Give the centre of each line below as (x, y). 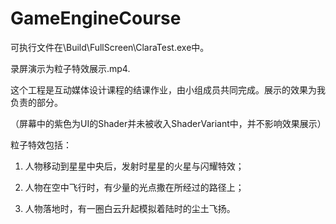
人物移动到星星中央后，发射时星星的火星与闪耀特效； (134, 166)
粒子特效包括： (41, 144)
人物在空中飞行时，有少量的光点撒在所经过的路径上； (134, 187)
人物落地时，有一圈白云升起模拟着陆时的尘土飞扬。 (130, 208)
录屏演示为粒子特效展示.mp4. (70, 68)
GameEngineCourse (96, 18)
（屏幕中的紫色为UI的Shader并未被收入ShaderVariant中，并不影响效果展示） (168, 123)
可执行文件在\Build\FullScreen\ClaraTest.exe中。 (110, 47)
